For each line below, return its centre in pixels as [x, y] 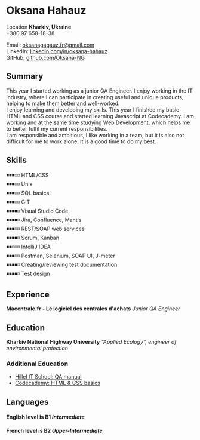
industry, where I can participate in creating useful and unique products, [95, 97]
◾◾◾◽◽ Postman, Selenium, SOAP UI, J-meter [61, 256]
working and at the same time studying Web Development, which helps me [98, 122]
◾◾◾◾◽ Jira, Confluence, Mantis [44, 220]
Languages [27, 401]
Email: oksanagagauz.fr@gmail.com [50, 45]
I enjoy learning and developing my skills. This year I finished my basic [93, 110]
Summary [25, 76]
